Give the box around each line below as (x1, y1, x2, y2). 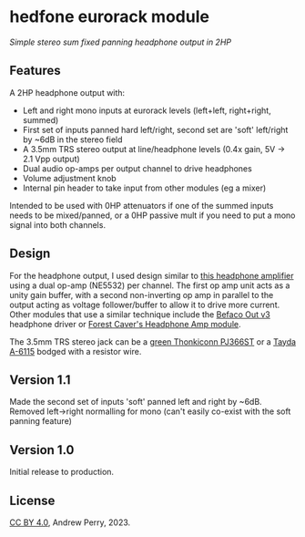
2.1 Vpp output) (22, 153, 80, 164)
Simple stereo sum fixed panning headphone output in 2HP (9, 36, 232, 47)
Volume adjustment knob (22, 172, 117, 183)
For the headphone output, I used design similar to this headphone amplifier (9, 270, 294, 281)
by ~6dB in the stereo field (22, 134, 123, 145)
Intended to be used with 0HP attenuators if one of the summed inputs (9, 200, 274, 211)
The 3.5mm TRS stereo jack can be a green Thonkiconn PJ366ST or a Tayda (9, 336, 297, 347)
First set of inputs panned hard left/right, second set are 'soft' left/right (22, 124, 289, 135)
